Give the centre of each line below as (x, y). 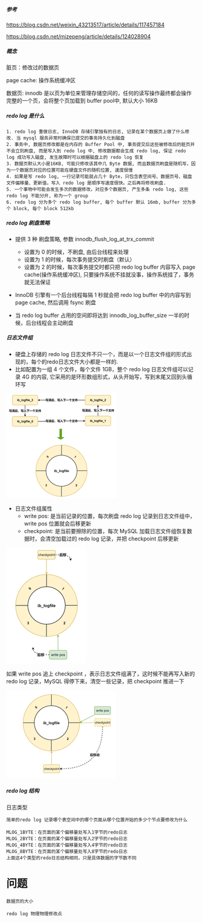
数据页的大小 (20, 901)
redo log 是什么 (25, 115)
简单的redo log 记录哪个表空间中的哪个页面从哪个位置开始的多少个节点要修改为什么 (97, 820)
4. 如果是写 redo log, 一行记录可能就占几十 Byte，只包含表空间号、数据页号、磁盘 (99, 176)
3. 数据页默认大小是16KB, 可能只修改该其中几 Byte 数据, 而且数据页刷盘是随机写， (99, 164)
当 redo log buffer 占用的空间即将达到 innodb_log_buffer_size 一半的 (99, 315)
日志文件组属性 (33, 508)
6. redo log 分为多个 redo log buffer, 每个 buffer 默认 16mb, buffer (93, 202)
